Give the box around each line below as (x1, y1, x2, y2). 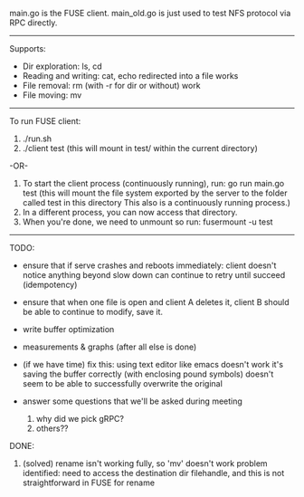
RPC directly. (9, 17, 58, 28)
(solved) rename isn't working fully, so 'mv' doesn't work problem (22, 458, 269, 469)
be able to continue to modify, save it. (22, 307, 163, 317)
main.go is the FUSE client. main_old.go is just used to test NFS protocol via (9, 8, 291, 18)
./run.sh (22, 133, 52, 144)
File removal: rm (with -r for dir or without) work (22, 81, 201, 91)
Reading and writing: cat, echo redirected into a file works (22, 71, 239, 81)
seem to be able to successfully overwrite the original (22, 378, 223, 388)
